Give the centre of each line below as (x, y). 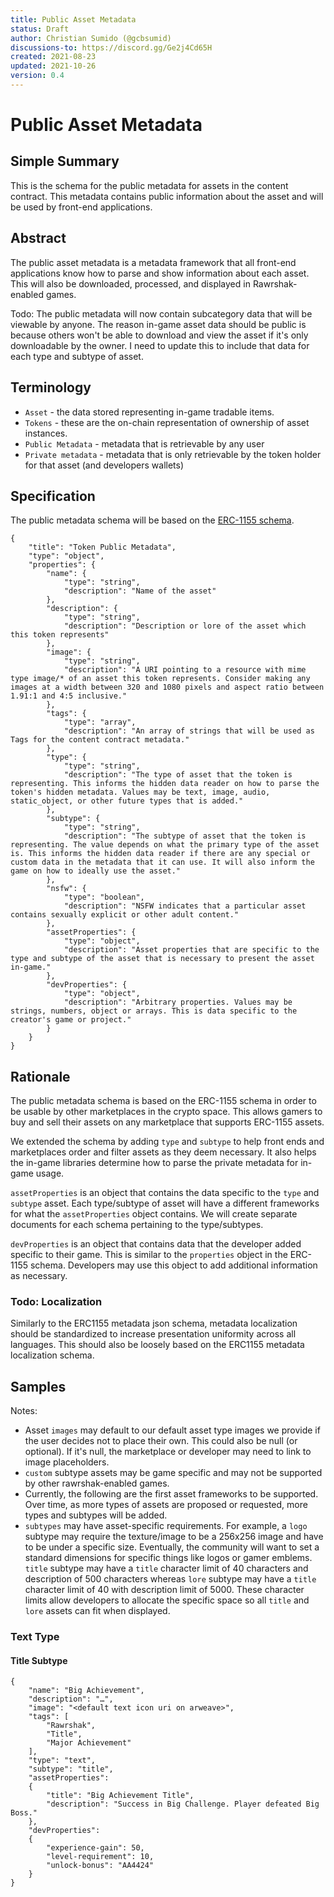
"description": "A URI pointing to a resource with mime (185, 670)
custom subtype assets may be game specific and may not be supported (173, 1473)
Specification (53, 496)
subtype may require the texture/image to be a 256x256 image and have (174, 1537)
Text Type (35, 1637)
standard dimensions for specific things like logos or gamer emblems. (168, 1558)
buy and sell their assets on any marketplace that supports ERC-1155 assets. (167, 1122)
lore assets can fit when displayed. (97, 1611)
